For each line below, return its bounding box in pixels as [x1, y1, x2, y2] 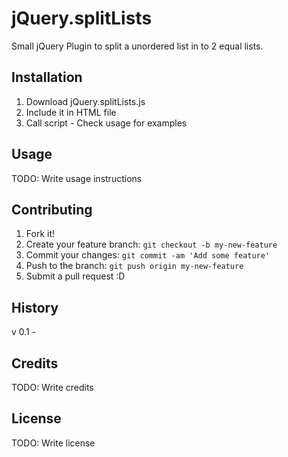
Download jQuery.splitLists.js [25, 95, 146, 107]
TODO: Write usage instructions [11, 172, 143, 184]
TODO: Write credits [11, 382, 94, 393]
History [11, 299, 59, 316]
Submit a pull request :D [25, 270, 126, 282]
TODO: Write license [11, 437, 96, 449]
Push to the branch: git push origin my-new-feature [25, 260, 244, 272]
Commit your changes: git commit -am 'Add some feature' [25, 249, 271, 261]
